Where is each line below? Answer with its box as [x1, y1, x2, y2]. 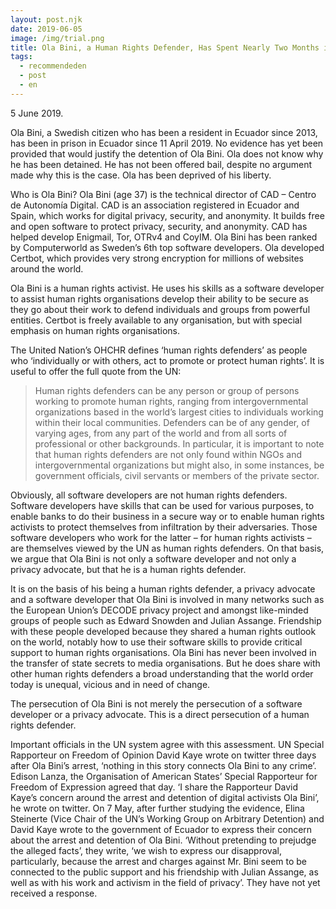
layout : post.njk [10, 14, 83, 25]
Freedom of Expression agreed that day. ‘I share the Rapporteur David [10, 781, 298, 793]
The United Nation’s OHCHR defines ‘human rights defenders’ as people [10, 344, 308, 356]
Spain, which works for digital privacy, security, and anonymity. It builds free [10, 209, 325, 221]
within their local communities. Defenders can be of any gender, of [34, 416, 310, 428]
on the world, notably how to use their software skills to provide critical [10, 636, 303, 648]
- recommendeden [19, 61, 87, 71]
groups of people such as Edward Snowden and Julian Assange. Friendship [10, 614, 322, 626]
